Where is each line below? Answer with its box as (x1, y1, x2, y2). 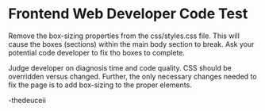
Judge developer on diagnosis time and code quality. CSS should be (8, 63, 232, 72)
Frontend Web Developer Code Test (8, 5, 248, 23)
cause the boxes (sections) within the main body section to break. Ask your (8, 39, 255, 48)
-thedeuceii (8, 95, 46, 105)
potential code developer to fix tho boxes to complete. (8, 48, 185, 57)
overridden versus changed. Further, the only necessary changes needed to (8, 71, 257, 81)
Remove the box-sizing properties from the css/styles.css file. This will (8, 31, 240, 40)
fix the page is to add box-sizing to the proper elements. (8, 80, 192, 90)
